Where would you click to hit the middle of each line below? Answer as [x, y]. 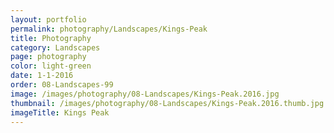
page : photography [48, 57]
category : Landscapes [55, 47]
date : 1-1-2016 [42, 76]
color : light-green [51, 66]
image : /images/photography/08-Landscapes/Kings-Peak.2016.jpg [145, 94]
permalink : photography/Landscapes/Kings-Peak [109, 29]
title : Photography [51, 38]
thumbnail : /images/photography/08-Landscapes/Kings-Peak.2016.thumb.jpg [167, 103]
